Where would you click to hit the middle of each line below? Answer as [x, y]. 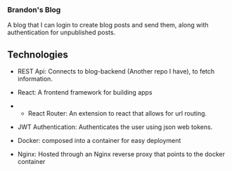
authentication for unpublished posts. [62, 32]
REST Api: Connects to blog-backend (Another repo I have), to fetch [116, 71]
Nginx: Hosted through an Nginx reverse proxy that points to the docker [121, 154]
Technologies [38, 54]
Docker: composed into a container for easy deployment [99, 141]
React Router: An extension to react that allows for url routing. [117, 114]
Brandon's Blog [34, 10]
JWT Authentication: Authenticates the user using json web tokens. [115, 127]
